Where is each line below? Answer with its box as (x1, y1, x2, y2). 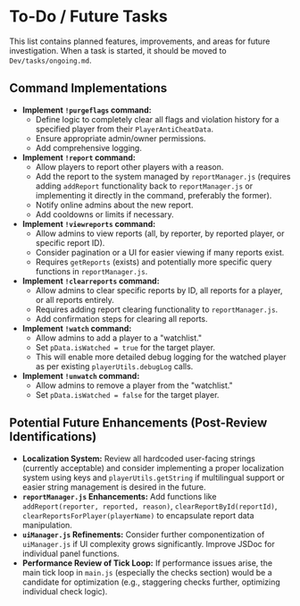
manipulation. (21, 519, 73, 530)
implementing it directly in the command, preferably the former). (35, 189, 272, 200)
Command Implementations (9, 80, 168, 96)
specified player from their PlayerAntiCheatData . (35, 123, 214, 134)
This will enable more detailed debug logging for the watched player (35, 351, 287, 362)
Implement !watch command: (21, 323, 132, 333)
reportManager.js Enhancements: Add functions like (21, 491, 217, 501)
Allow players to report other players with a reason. (35, 161, 224, 172)
